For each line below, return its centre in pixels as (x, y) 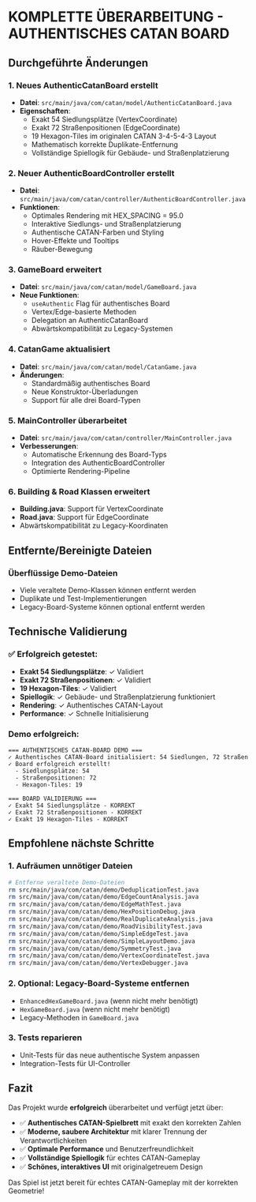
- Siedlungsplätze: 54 (52, 771)
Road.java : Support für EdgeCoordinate (84, 517)
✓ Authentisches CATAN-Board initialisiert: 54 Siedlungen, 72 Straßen (128, 757)
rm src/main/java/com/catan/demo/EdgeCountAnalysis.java (104, 897)
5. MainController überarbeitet (68, 420)
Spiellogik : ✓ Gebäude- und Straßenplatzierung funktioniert (117, 697)
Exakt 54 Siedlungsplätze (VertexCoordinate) (104, 119)
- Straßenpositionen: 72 (56, 778)
